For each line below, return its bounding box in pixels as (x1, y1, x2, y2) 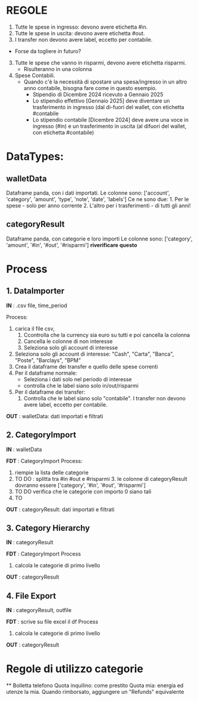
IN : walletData (6, 446, 42, 453)
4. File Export (6, 591, 56, 601)
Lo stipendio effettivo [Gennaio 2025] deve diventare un (32, 97, 170, 104)
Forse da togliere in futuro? (14, 47, 81, 54)
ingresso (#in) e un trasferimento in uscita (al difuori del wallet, (32, 122, 187, 129)
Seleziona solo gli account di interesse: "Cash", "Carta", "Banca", (14, 350, 174, 357)
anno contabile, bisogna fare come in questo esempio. (23, 84, 158, 91)
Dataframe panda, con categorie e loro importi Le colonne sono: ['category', (6, 235, 193, 242)
